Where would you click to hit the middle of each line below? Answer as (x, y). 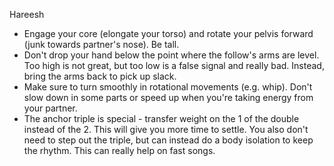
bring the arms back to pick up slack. (100, 76)
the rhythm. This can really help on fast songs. (119, 150)
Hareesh (27, 14)
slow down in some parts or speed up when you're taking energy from (168, 97)
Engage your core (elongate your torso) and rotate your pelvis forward (168, 33)
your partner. (50, 108)
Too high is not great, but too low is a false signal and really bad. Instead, (174, 65)
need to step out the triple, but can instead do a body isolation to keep (168, 140)
